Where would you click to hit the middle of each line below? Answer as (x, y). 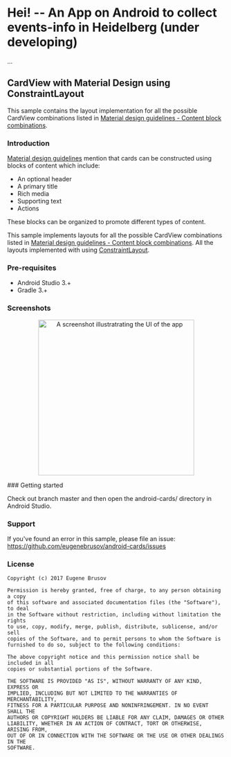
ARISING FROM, (28, 730)
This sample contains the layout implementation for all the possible (102, 110)
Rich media (33, 194)
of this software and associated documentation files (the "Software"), (114, 603)
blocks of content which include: (54, 166)
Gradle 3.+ (33, 290)
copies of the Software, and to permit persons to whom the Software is (114, 639)
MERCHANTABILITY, (32, 700)
